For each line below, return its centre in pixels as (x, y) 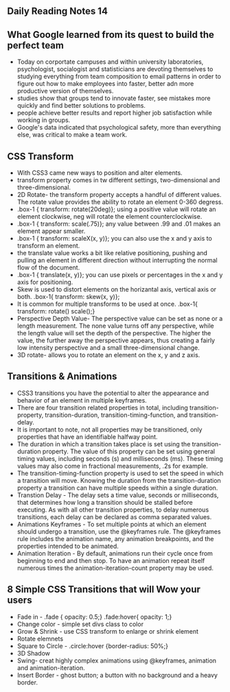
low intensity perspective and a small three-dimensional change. (108, 348)
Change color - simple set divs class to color (80, 624)
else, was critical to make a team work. (72, 135)
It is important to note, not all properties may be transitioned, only (110, 429)
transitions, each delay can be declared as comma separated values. (114, 516)
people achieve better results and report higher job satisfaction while (115, 113)
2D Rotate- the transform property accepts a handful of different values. (119, 195)
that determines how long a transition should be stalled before (105, 502)
